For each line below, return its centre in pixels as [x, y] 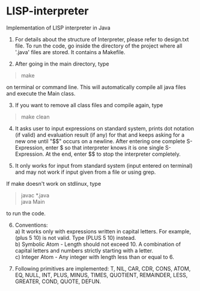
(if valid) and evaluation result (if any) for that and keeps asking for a [100, 135]
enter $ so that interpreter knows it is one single [105, 147]
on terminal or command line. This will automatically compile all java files [96, 87]
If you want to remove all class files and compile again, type [89, 105]
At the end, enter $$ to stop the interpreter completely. [113, 154]
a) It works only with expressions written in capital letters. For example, [103, 231]
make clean [35, 117]
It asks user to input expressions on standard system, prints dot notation [104, 128]
